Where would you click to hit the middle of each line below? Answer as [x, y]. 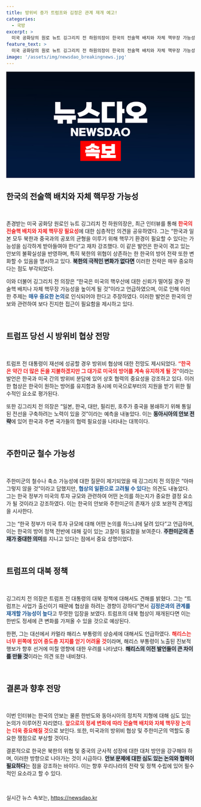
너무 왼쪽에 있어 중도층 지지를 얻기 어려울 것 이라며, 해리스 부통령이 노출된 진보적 [99, 641]
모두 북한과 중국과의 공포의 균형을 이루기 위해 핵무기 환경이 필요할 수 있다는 [100, 239]
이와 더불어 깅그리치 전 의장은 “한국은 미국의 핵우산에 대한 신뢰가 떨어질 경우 [95, 282]
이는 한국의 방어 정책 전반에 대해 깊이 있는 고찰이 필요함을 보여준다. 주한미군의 [97, 531]
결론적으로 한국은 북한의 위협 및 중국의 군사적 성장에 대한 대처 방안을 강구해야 [96, 751]
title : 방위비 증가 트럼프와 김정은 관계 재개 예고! [62, 13]
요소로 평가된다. [40, 393]
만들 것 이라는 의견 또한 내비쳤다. [50, 656]
